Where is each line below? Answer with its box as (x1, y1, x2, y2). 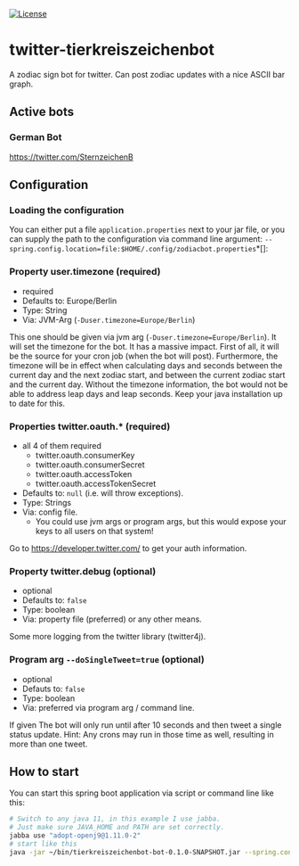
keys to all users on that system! (35, 525, 154, 536)
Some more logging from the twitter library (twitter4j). (9, 631, 206, 642)
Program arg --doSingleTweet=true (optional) (9, 654, 205, 666)
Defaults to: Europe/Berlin (21, 295, 117, 306)
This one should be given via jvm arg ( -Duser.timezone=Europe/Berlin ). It (9, 331, 277, 342)
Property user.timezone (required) (9, 266, 162, 278)
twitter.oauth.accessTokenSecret (35, 478, 157, 489)
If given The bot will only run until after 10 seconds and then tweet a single (9, 719, 282, 730)
